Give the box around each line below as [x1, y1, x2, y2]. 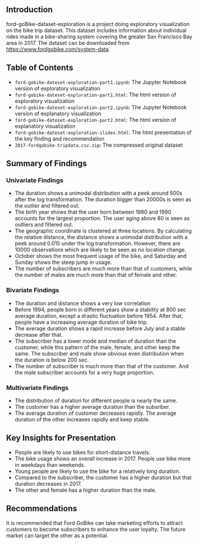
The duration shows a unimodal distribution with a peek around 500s [14, 189, 183, 197]
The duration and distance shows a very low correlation [14, 299, 151, 307]
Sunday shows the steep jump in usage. [14, 259, 112, 266]
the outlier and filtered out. [14, 202, 80, 209]
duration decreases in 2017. [14, 480, 82, 487]
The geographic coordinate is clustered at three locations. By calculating [14, 227, 192, 234]
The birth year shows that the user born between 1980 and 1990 [14, 208, 171, 215]
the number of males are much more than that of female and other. [14, 272, 177, 279]
